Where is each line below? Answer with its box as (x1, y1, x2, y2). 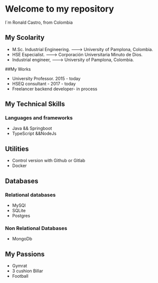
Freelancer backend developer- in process (12, 86, 98, 92)
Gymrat (12, 263, 28, 269)
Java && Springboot (12, 125, 53, 132)
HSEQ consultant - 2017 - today (12, 81, 76, 86)
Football (12, 273, 29, 279)
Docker (12, 163, 27, 168)
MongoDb (12, 236, 33, 242)
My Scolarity (5, 33, 45, 42)
